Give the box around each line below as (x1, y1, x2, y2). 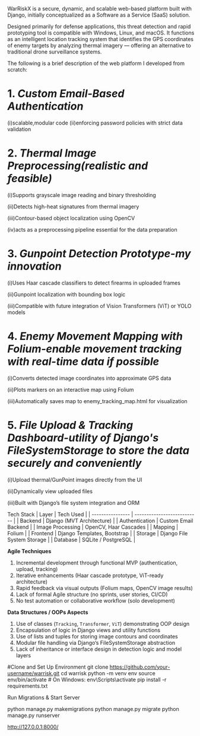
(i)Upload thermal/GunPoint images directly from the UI (7, 476, 142, 483)
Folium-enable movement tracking (7, 342, 182, 355)
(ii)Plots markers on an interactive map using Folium (7, 386, 134, 393)
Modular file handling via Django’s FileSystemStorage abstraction (15, 639, 176, 646)
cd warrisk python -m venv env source (61, 669, 155, 676)
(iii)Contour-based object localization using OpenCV (7, 214, 135, 222)
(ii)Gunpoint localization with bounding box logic (7, 291, 126, 298)
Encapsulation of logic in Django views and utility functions (15, 626, 160, 634)
